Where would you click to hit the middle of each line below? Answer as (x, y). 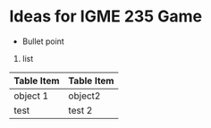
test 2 (80, 110)
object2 (84, 96)
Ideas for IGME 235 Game (106, 17)
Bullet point (43, 41)
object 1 (31, 96)
